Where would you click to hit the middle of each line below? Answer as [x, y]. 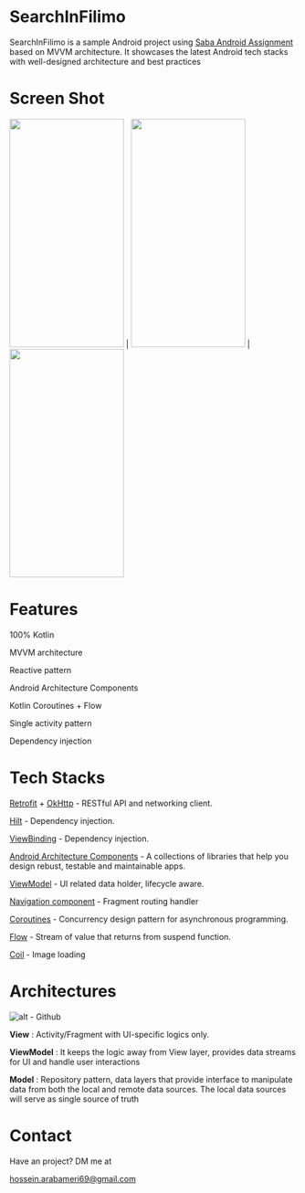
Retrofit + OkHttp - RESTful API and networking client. [111, 803]
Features [44, 610]
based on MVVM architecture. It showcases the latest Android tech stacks [149, 51]
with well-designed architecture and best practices [105, 61]
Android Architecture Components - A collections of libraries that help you [149, 856]
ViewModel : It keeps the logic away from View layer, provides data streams [153, 1051]
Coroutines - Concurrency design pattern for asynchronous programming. [149, 919]
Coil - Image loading [47, 954]
